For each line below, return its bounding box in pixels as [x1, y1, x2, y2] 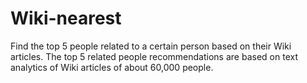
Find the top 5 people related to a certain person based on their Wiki [10, 40, 292, 52]
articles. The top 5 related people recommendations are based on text [10, 50, 298, 62]
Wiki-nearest [10, 7, 122, 30]
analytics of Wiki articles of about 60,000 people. [10, 61, 214, 73]
